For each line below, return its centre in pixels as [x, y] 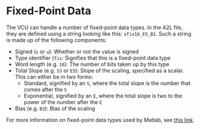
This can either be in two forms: [54, 77]
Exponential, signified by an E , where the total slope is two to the [103, 96]
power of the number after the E [63, 102]
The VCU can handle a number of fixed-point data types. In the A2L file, [95, 27]
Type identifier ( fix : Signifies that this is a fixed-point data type [93, 58]
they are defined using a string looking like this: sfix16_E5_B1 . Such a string [99, 33]
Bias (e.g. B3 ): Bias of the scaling [55, 108]
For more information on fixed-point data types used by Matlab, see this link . [100, 119]
